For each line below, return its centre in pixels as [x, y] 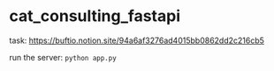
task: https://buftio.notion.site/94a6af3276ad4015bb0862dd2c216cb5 [137, 40]
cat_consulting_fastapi [95, 16]
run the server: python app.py [63, 57]
